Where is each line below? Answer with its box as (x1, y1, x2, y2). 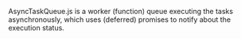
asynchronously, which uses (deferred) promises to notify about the (8, 15, 231, 24)
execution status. (8, 23, 65, 32)
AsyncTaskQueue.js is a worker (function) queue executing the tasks (8, 7, 233, 16)
